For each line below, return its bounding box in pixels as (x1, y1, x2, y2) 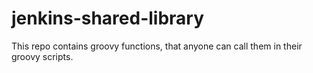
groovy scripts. (11, 50, 74, 62)
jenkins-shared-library (11, 7, 205, 30)
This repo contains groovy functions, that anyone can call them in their (11, 40, 303, 52)
